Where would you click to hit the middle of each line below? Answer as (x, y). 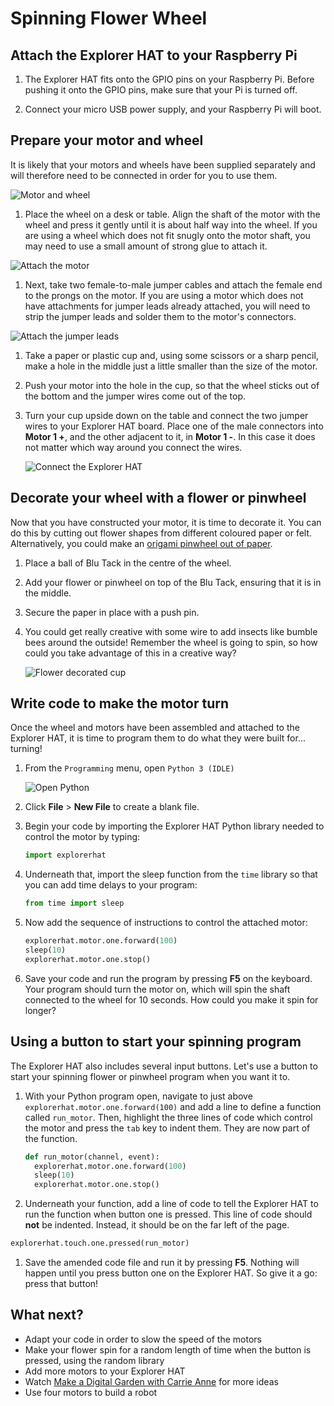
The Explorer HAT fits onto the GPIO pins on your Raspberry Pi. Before (169, 79)
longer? (40, 1010)
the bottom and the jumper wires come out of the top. (135, 396)
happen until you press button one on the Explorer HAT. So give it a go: (171, 1273)
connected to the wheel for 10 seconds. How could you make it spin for (171, 999)
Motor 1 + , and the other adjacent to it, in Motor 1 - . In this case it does (170, 436)
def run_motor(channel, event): (92, 1157)
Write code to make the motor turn (119, 703)
